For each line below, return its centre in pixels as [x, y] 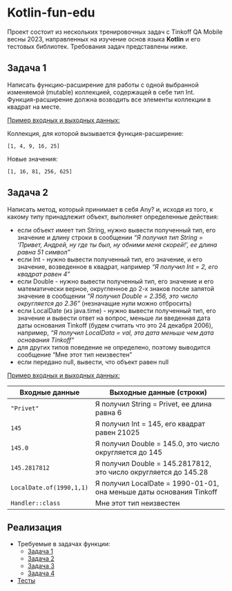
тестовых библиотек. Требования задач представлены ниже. [97, 46]
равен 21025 [118, 432]
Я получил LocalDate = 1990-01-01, [157, 483]
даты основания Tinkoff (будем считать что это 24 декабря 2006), [115, 325]
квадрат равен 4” [43, 274]
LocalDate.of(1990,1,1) [50, 487]
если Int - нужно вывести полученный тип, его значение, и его [109, 259]
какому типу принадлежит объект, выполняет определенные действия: [113, 217]
